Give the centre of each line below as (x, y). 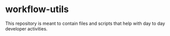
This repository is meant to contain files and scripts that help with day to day (85, 23)
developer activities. (26, 28)
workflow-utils (37, 9)
